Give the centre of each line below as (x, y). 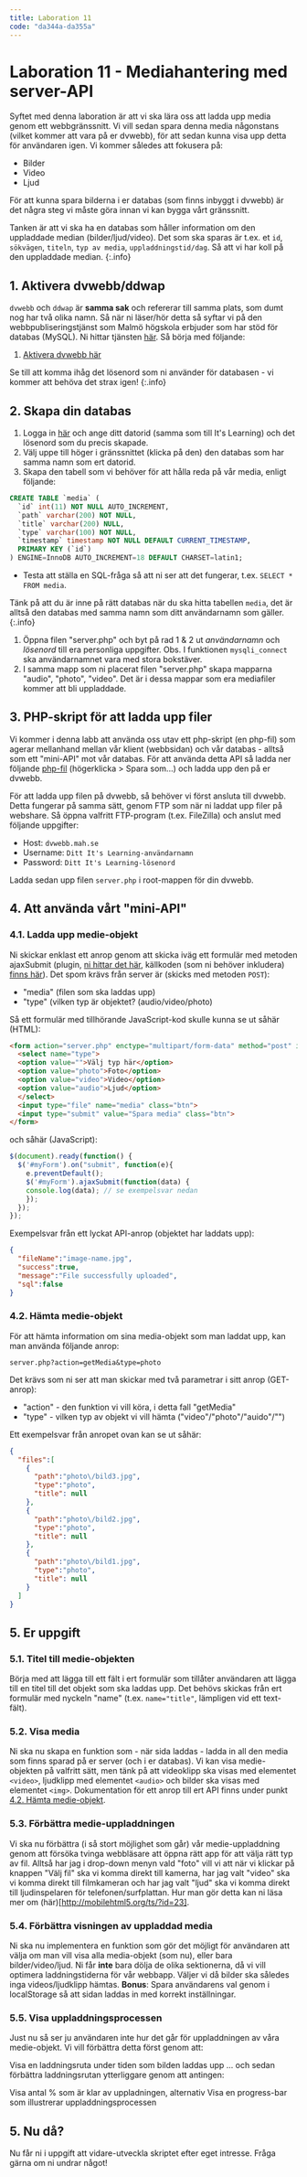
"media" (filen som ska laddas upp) (89, 992)
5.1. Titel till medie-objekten (72, 1658)
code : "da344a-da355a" (53, 27)
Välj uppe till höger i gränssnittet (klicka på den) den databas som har (153, 453)
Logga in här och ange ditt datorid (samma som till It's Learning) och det (159, 433)
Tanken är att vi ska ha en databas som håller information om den (132, 228)
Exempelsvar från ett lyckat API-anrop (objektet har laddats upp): (132, 1233)
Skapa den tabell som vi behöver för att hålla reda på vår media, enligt (154, 472)
